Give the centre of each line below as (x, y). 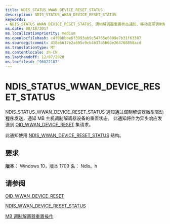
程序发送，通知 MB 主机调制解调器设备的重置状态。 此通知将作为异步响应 (81, 118)
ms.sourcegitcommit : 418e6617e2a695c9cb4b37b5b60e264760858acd (73, 43)
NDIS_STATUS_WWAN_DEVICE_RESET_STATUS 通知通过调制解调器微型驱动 (84, 112)
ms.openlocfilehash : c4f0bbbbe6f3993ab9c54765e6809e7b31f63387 (73, 38)
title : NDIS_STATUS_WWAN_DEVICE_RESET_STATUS (54, 10)
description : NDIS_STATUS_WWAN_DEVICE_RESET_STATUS (61, 15)
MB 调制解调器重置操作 (29, 216)
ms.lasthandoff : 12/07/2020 (35, 57)
